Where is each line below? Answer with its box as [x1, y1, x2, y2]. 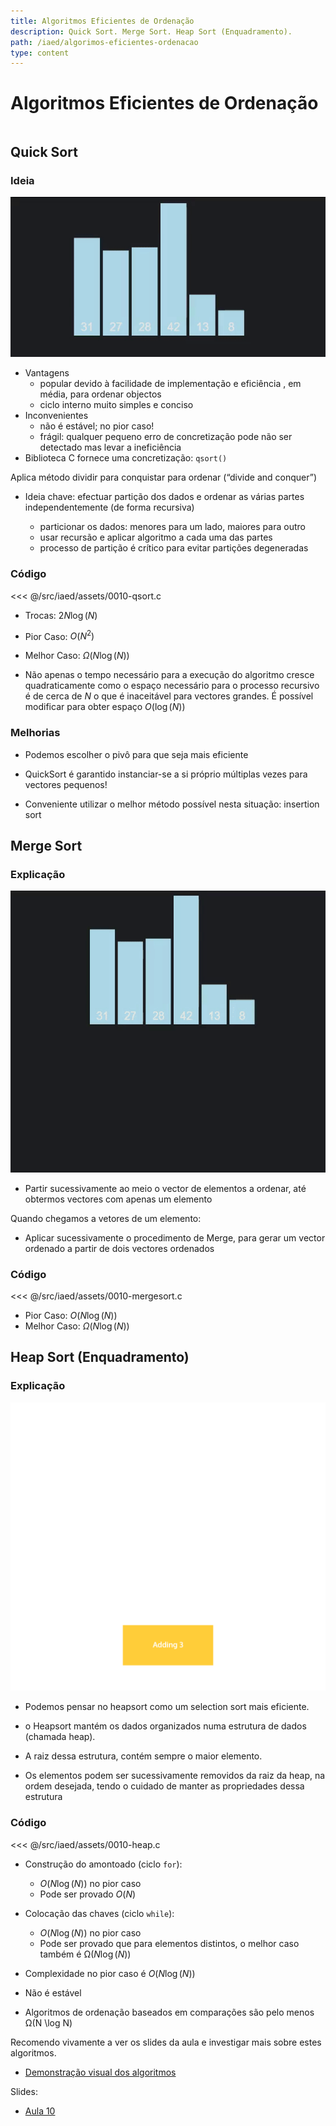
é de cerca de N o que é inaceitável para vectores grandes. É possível [24, 690, 314, 702]
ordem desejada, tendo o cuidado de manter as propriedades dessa [24, 1780, 305, 1792]
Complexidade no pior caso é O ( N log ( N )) [24, 1967, 196, 1979]
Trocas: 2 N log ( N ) [24, 609, 98, 621]
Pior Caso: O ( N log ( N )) [24, 1310, 118, 1322]
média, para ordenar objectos [39, 388, 162, 400]
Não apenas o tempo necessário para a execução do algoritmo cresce [24, 669, 315, 681]
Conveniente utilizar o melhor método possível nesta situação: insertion [24, 798, 320, 810]
